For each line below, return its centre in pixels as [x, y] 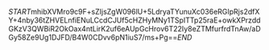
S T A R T [20, 12]
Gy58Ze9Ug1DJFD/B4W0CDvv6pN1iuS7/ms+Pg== [93, 37]
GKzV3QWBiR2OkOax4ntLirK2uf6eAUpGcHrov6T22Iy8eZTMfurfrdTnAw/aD [135, 29]
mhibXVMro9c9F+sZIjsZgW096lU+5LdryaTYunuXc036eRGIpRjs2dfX [145, 12]
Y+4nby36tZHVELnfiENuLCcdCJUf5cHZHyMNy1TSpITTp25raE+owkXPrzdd [134, 20]
